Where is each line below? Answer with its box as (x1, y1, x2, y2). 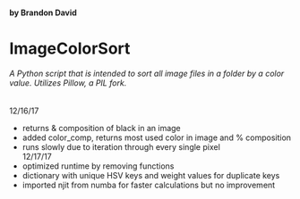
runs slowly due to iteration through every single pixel (21, 141, 221, 152)
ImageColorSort (9, 38, 131, 58)
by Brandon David (9, 7, 78, 18)
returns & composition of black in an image (21, 122, 181, 133)
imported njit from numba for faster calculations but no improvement (21, 179, 276, 190)
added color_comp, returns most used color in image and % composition (21, 132, 292, 143)
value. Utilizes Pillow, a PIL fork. (9, 78, 127, 88)
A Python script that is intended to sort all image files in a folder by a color (9, 68, 285, 79)
